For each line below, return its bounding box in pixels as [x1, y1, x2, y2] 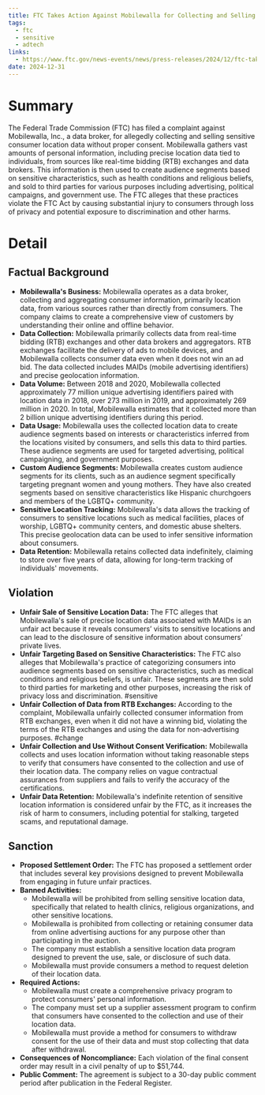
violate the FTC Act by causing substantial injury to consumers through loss [8, 198, 254, 207]
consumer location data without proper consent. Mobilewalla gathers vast [8, 140, 248, 149]
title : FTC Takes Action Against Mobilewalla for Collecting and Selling [8, 11, 256, 20]
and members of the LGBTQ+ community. [19, 496, 155, 506]
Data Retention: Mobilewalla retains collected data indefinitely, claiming [19, 546, 254, 556]
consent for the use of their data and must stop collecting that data [31, 1037, 249, 1046]
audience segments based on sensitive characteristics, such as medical [19, 666, 254, 675]
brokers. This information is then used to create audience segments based [8, 165, 250, 174]
